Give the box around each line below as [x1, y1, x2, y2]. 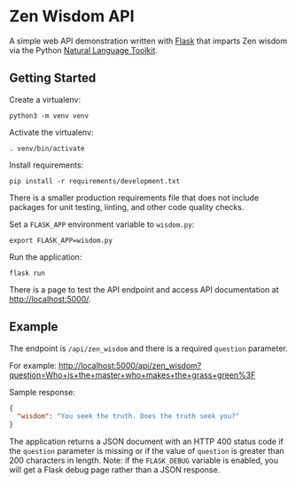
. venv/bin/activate [9, 144, 86, 152]
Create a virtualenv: [9, 94, 82, 105]
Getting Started [9, 71, 97, 86]
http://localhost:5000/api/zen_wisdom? [58, 360, 202, 371]
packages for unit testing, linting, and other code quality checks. [9, 201, 245, 212]
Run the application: [9, 251, 82, 262]
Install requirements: [9, 160, 84, 170]
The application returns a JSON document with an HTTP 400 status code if [9, 436, 284, 447]
